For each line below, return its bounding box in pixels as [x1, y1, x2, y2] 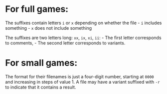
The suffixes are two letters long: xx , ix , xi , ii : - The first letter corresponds [5, 35, 162, 41]
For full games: [5, 3, 69, 15]
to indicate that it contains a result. [5, 84, 76, 90]
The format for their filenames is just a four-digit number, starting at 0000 [5, 73, 154, 80]
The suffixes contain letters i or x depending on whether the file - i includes [5, 20, 162, 26]
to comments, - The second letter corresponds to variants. [5, 40, 126, 46]
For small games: [5, 57, 78, 69]
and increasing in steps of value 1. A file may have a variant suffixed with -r [5, 79, 160, 85]
